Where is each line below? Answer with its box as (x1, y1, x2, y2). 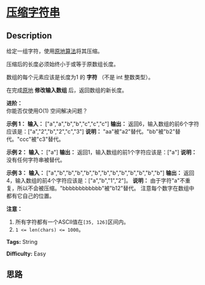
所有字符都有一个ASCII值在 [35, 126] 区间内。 (15, 218, 130, 226)
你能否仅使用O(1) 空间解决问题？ (6, 107, 88, 114)
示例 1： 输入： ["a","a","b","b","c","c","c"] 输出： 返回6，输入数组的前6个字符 (6, 120, 199, 127)
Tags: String (6, 238, 38, 245)
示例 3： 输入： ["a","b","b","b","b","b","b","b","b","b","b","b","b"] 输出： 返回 (6, 169, 195, 177)
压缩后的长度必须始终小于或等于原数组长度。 (6, 61, 119, 67)
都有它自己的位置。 (6, 192, 55, 199)
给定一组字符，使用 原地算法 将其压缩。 (6, 47, 103, 55)
